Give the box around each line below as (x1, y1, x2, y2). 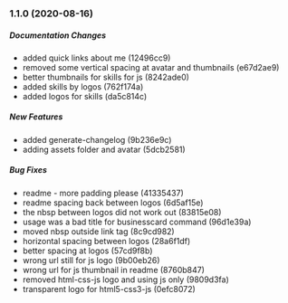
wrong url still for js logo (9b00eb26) (22, 254, 160, 265)
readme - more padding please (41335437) (22, 187, 184, 198)
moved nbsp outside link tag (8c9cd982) (22, 225, 175, 237)
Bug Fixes (9, 165, 48, 175)
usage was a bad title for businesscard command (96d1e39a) (22, 216, 252, 227)
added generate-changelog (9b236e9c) (22, 134, 172, 145)
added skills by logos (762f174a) (22, 80, 144, 92)
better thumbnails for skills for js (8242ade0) (22, 71, 190, 82)
